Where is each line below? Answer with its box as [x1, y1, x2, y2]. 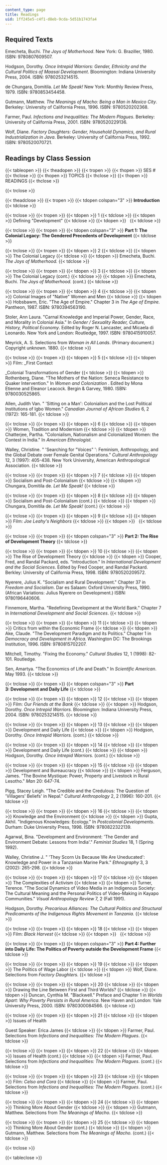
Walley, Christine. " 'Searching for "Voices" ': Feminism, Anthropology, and [5, 446, 159, 452]
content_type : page [5, 7, 46, 13]
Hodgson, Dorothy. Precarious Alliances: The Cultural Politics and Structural [5, 905, 162, 911]
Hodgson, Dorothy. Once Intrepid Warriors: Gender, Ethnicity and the [5, 64, 147, 70]
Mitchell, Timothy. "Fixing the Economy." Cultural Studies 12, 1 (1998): [5, 651, 148, 657]
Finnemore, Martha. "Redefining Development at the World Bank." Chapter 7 [5, 605, 162, 611]
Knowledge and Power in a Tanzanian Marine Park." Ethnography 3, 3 [5, 859, 148, 865]
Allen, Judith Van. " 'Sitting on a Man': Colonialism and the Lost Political [5, 401, 152, 406]
